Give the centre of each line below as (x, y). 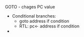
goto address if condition (44, 21)
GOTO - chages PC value (30, 7)
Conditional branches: (34, 16)
